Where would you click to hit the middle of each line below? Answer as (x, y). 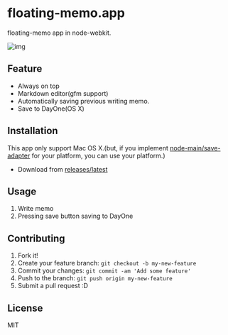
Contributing (36, 238)
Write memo (36, 209)
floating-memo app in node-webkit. (59, 33)
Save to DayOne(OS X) (51, 109)
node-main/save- (195, 148)
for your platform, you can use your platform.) (98, 155)
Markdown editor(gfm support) (63, 93)
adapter (19, 155)
